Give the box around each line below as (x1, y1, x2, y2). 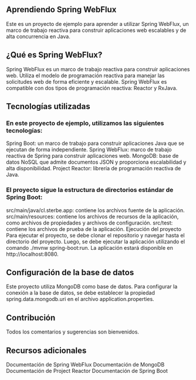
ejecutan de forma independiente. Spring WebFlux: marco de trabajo (6, 146, 172, 153)
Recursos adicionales (6, 345, 87, 355)
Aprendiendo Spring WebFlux (6, 5, 117, 15)
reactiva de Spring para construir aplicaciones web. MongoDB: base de (6, 153, 179, 160)
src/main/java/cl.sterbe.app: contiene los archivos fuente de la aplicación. (6, 206, 185, 214)
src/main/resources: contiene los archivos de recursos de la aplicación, (6, 213, 179, 220)
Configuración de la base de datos (6, 267, 134, 277)
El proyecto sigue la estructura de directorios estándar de (6, 186, 174, 194)
